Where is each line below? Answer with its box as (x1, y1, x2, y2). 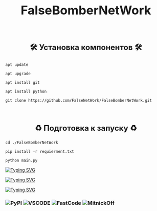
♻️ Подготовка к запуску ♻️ (35, 123, 137, 133)
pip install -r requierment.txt (5, 149, 74, 154)
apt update (5, 62, 29, 67)
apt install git (5, 80, 40, 85)
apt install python (5, 89, 47, 95)
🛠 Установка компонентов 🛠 (30, 42, 142, 53)
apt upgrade (5, 71, 31, 77)
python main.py (5, 158, 38, 163)
